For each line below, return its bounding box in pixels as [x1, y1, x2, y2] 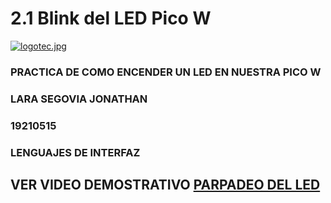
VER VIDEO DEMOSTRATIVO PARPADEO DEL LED [10, 177, 321, 194]
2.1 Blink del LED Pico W [10, 7, 212, 30]
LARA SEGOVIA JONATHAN [10, 92, 148, 106]
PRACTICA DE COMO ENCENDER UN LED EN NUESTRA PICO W [10, 65, 322, 79]
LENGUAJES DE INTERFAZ [10, 145, 141, 159]
